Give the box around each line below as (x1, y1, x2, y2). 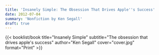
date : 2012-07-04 (5, 12, 41, 17)
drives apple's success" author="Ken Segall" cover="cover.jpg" (5, 40, 134, 46)
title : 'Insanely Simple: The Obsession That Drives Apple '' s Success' (5, 7, 155, 12)
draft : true (5, 21, 30, 26)
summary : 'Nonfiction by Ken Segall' (5, 16, 83, 21)
